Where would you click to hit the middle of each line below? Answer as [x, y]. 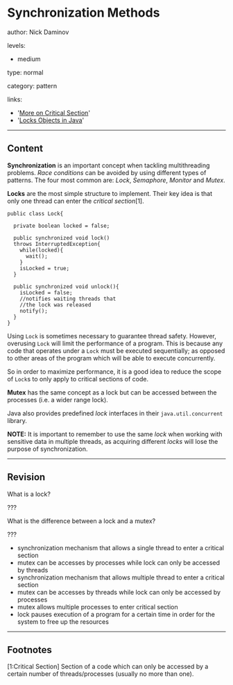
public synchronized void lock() [62, 238]
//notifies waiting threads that [68, 299]
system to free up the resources [63, 621]
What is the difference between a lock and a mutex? [81, 521]
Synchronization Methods [84, 13]
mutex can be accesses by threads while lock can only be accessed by [119, 592]
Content [25, 148]
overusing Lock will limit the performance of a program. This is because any [115, 343]
